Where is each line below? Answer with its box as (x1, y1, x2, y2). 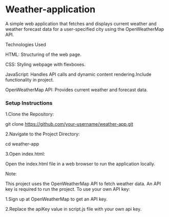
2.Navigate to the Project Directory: (5, 131, 80, 137)
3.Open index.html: (5, 151, 45, 157)
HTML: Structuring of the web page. (5, 51, 82, 57)
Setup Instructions (5, 99, 53, 106)
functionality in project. (5, 76, 54, 83)
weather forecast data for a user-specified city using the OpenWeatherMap (5, 26, 164, 32)
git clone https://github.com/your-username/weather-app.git (5, 121, 134, 127)
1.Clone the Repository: (5, 111, 54, 117)
